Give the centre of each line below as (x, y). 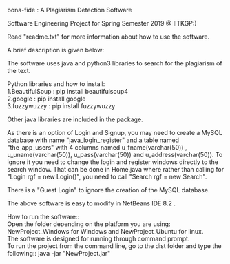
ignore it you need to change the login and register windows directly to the (113, 162)
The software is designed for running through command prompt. (98, 238)
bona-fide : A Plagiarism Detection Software (70, 10)
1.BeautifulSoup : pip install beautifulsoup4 (68, 91)
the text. (19, 71)
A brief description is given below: (56, 50)
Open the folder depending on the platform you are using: (89, 224)
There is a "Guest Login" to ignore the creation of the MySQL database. (108, 190)
